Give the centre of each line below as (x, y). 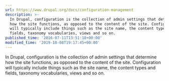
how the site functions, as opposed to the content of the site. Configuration (83, 62)
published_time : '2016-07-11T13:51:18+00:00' (54, 38)
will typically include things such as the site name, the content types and (80, 67)
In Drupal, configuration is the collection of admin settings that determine (81, 57)
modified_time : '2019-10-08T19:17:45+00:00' (53, 43)
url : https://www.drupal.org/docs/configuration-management (70, 10)
